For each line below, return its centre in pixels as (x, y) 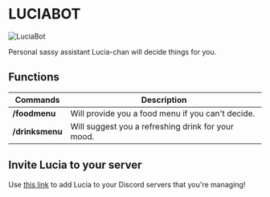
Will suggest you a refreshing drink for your (152, 126)
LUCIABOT (45, 14)
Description (164, 100)
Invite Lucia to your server (75, 165)
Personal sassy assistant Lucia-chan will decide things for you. (112, 51)
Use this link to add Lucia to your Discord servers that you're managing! (127, 184)
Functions (34, 77)
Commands (37, 100)
